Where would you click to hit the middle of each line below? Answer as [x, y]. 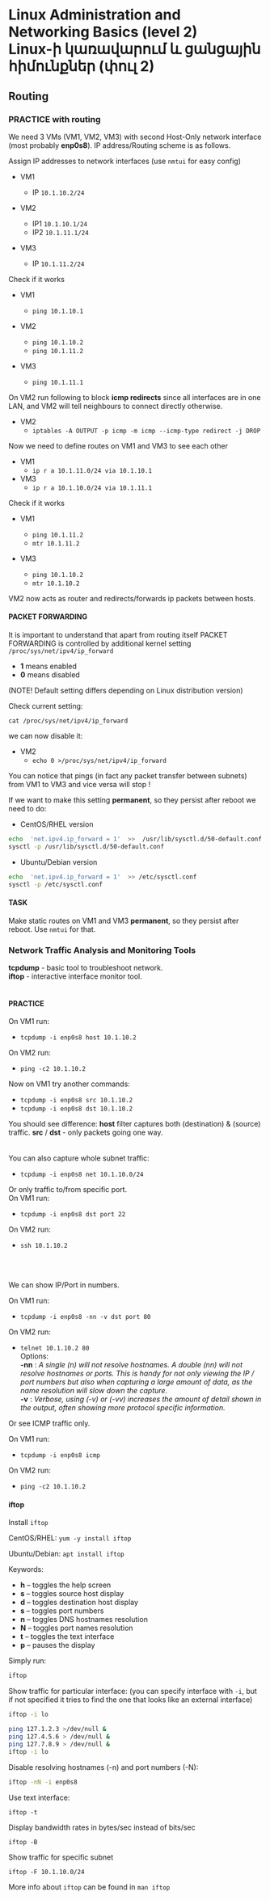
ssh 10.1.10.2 [44, 1246]
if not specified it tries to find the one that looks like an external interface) [131, 1700]
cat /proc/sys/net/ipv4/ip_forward [68, 721]
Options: [34, 1356]
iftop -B [23, 1842]
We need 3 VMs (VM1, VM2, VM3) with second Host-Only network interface [135, 137]
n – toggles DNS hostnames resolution [84, 1620]
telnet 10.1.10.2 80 [55, 1348]
